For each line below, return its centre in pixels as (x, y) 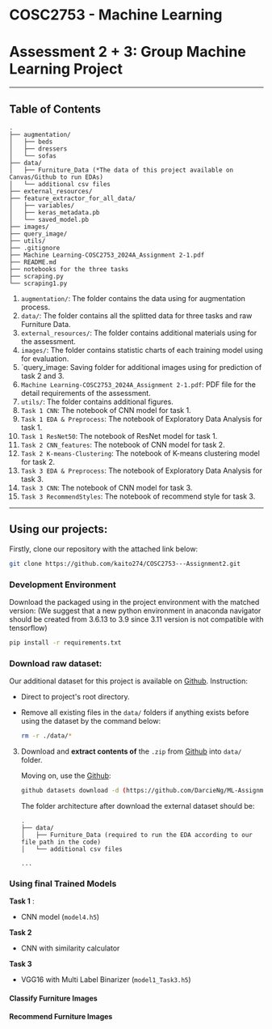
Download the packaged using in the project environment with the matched (134, 602)
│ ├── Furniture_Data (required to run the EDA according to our (136, 835)
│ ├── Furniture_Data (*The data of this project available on (121, 170)
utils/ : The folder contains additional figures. (97, 402)
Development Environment (63, 585)
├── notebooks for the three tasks (69, 269)
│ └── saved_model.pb (49, 219)
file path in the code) (61, 842)
